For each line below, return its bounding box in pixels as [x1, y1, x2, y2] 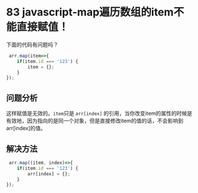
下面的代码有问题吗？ [6, 41, 58, 48]
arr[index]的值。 [6, 125, 46, 132]
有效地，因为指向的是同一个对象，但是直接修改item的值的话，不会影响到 [6, 117, 184, 125]
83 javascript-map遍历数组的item [6, 5, 174, 19]
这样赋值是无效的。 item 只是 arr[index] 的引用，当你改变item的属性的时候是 [6, 110, 193, 117]
